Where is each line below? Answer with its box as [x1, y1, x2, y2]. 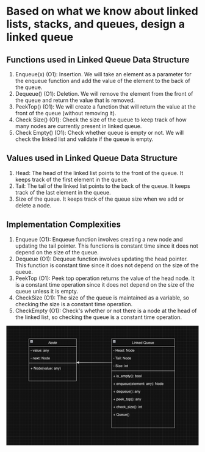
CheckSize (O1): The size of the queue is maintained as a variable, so [15, 294, 189, 301]
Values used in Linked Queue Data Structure [6, 153, 178, 163]
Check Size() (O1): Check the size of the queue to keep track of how [15, 116, 187, 123]
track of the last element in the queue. [15, 188, 111, 196]
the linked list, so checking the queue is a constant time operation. [15, 313, 182, 321]
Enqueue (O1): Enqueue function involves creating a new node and [15, 235, 183, 243]
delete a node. [15, 201, 52, 209]
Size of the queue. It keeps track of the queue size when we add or [15, 195, 184, 203]
